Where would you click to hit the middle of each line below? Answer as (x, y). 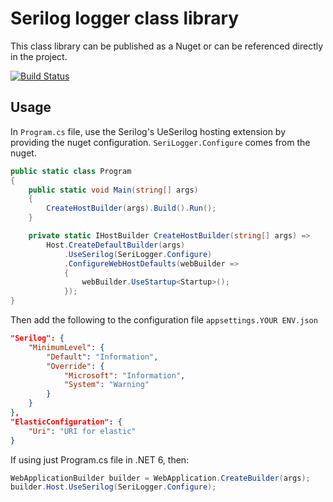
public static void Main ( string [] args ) (113, 190)
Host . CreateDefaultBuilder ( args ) (116, 245)
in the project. (39, 56)
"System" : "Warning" (106, 385)
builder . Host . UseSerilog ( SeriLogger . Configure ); (113, 487)
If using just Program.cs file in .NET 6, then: (100, 459)
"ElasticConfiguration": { (66, 422)
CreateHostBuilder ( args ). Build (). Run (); (131, 208)
